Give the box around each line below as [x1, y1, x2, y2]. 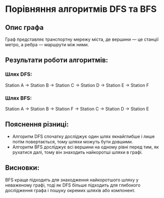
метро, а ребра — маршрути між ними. [5, 42, 89, 48]
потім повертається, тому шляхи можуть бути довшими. [12, 138, 133, 144]
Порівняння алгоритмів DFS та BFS [5, 3, 157, 15]
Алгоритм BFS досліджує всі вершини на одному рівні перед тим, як [12, 144, 159, 150]
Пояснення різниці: [5, 120, 69, 129]
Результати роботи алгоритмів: [5, 56, 108, 65]
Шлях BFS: [5, 94, 32, 101]
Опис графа [5, 23, 44, 32]
